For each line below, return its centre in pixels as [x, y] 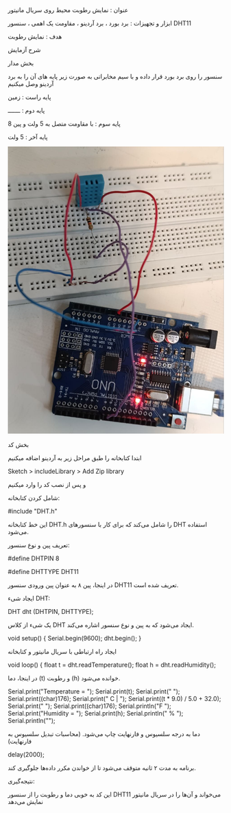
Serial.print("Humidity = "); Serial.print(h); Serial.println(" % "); [96, 713]
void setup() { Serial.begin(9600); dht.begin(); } [75, 639]
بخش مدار [21, 63]
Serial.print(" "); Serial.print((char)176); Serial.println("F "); [89, 706]
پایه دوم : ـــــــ [26, 110]
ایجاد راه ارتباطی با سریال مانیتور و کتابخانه [62, 652]
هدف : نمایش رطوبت [35, 36]
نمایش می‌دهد [26, 802]
